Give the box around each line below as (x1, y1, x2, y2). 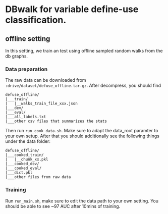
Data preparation (5, 66, 48, 73)
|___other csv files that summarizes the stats (5, 119, 107, 124)
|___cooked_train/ (5, 152, 44, 157)
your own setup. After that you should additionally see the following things (5, 133, 160, 139)
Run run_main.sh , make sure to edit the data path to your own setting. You (5, 198, 159, 204)
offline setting (5, 34, 50, 43)
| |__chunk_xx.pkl (5, 157, 49, 162)
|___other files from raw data (5, 175, 71, 180)
